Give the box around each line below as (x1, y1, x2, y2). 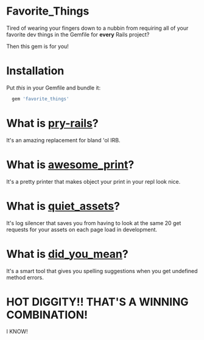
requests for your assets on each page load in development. (6, 226, 157, 233)
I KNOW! (6, 328, 29, 335)
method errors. (6, 274, 44, 281)
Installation (6, 64, 65, 78)
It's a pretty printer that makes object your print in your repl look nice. (6, 178, 181, 185)
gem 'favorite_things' (12, 95, 69, 102)
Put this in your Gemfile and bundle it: (6, 84, 101, 91)
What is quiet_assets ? (6, 199, 121, 213)
